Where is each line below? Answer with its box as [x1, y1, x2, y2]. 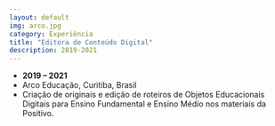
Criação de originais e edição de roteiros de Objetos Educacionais [21, 90, 265, 100]
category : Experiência [9, 29, 93, 38]
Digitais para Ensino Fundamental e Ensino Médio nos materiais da [21, 98, 267, 109]
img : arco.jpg [9, 21, 62, 30]
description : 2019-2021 [9, 46, 98, 55]
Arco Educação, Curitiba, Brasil [21, 80, 137, 91]
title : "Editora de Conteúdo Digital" [9, 37, 153, 47]
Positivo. [21, 108, 54, 119]
